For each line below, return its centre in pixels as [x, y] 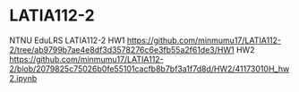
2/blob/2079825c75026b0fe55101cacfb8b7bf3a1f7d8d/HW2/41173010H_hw [149, 69]
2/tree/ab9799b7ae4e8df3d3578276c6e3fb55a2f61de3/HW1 [122, 49]
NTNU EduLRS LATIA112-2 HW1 [67, 40]
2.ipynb [23, 78]
